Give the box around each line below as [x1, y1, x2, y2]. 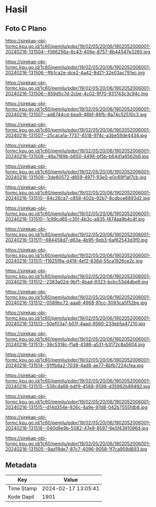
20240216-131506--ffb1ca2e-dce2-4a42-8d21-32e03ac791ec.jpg [5, 69, 145, 76]
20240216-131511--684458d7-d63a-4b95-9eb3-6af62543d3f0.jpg [5, 237, 148, 243]
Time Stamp [8, 485, 37, 492]
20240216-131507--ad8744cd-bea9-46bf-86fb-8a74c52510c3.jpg [5, 112, 147, 117]
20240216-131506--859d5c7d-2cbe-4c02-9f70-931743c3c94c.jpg [5, 91, 148, 96]
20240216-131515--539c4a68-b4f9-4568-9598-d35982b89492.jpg [5, 383, 150, 389]
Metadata [5, 461, 37, 469]
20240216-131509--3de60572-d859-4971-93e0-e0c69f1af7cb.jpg [5, 174, 147, 180]
